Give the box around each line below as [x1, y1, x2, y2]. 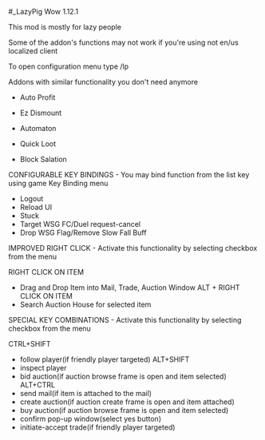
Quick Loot [19, 139, 57, 149]
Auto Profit [19, 93, 56, 102]
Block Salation [19, 155, 68, 164]
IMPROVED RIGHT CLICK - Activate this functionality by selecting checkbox [8, 244, 258, 252]
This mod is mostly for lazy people [8, 22, 122, 31]
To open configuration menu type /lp [8, 61, 129, 71]
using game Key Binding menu [8, 179, 109, 188]
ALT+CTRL [19, 380, 56, 390]
